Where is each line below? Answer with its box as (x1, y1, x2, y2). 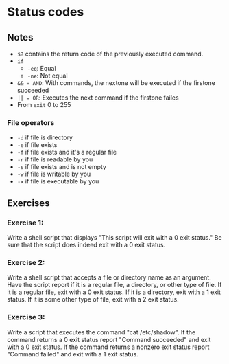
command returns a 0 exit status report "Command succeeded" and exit (7, 335, 211, 343)
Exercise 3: (7, 312, 45, 322)
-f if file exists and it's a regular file (16, 148, 117, 157)
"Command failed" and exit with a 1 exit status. (7, 350, 138, 358)
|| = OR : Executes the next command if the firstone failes (16, 93, 180, 102)
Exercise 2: (7, 258, 45, 267)
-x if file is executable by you (16, 177, 99, 185)
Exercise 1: (7, 218, 44, 227)
